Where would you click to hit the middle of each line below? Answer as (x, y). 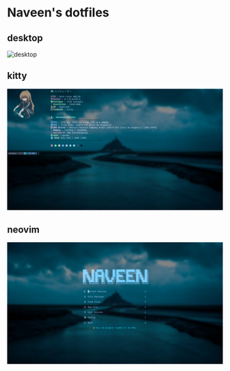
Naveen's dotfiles (58, 13)
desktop (25, 38)
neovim (23, 229)
